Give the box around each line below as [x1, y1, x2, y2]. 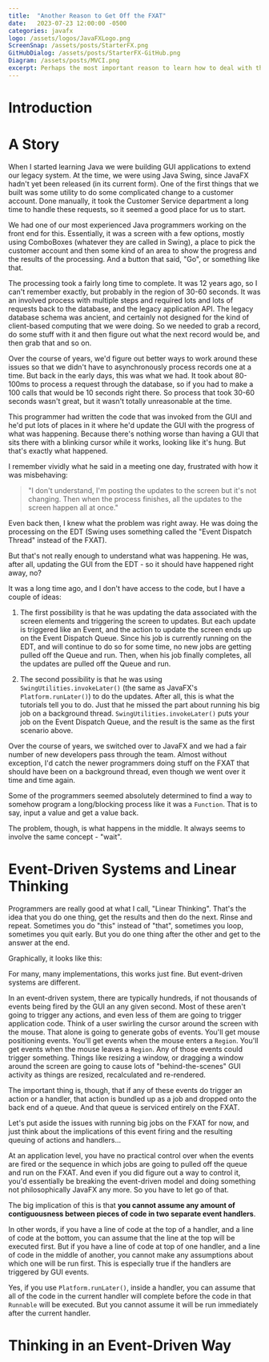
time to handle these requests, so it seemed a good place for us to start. [8, 204, 247, 214]
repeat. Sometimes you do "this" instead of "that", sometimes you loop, [8, 920, 244, 930]
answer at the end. [8, 937, 70, 948]
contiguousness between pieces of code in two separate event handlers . [8, 1209, 256, 1218]
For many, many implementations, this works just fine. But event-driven [8, 968, 243, 978]
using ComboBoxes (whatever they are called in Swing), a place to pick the [8, 237, 256, 247]
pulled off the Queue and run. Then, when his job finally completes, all [19, 650, 252, 659]
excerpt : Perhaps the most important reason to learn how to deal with [8, 64, 252, 72]
